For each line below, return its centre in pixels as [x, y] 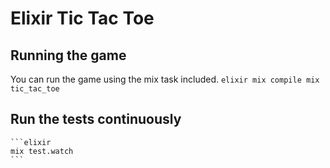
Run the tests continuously [96, 119]
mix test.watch [42, 151]
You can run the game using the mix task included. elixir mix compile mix [165, 79]
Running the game [68, 55]
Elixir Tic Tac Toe [82, 18]
